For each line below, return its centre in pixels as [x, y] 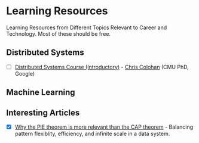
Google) [25, 73]
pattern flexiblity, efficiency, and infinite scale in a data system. [92, 134]
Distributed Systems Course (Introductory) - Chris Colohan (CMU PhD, [102, 67]
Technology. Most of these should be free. [59, 33]
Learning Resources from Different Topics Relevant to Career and [87, 27]
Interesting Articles [43, 112]
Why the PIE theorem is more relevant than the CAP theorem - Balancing [104, 127]
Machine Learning [41, 93]
